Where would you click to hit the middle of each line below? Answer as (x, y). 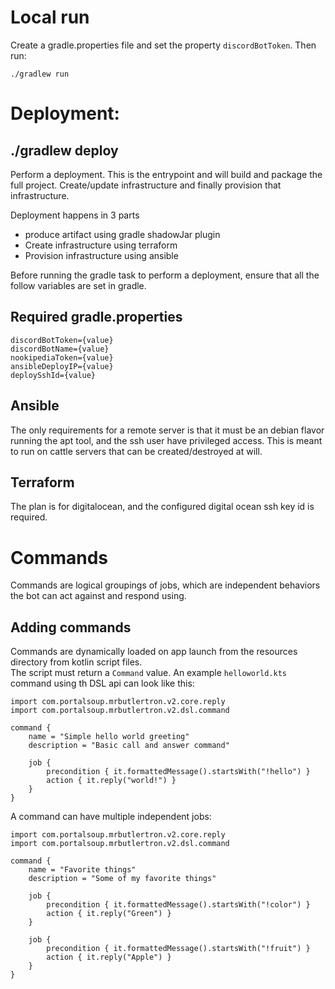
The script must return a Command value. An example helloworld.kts (149, 673)
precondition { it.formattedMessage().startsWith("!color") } (178, 905)
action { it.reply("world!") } (111, 781)
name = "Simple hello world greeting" (109, 737)
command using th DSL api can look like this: (102, 683)
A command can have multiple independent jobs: (111, 817)
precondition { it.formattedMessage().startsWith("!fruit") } (178, 949)
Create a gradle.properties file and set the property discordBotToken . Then (163, 45)
